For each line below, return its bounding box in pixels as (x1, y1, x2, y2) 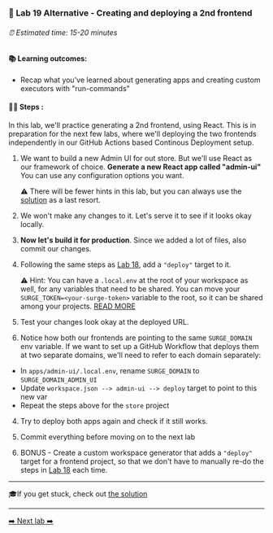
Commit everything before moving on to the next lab (19, 431, 196, 442)
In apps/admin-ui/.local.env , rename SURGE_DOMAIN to (19, 365, 200, 375)
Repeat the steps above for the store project (19, 400, 170, 410)
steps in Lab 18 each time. (19, 465, 108, 474)
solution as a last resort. (19, 194, 102, 204)
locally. (19, 219, 45, 229)
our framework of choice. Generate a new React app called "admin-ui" (19, 162, 262, 172)
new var (19, 391, 48, 401)
